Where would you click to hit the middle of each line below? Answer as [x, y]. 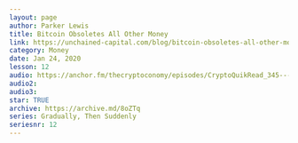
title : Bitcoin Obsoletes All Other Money [89, 34]
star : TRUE [29, 100]
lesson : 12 [29, 68]
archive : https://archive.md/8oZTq [75, 108]
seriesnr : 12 [33, 125]
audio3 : [24, 91]
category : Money [39, 51]
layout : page [33, 17]
